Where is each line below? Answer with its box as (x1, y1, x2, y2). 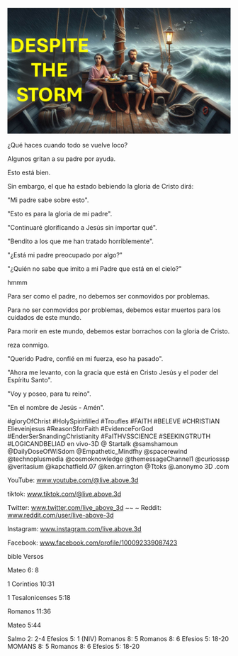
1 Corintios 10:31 (7, 579, 55, 588)
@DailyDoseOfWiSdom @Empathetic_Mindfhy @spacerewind (7, 447, 188, 455)
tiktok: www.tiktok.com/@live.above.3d (7, 489, 122, 498)
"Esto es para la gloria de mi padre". (7, 209, 113, 218)
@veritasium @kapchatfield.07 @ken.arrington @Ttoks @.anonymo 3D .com (7, 462, 229, 470)
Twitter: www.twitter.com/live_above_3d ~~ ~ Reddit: (7, 503, 161, 511)
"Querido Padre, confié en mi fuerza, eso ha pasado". (7, 354, 164, 362)
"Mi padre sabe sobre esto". (7, 196, 89, 204)
